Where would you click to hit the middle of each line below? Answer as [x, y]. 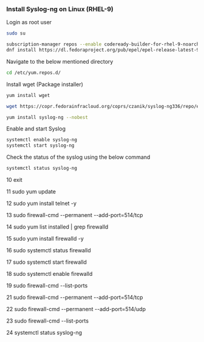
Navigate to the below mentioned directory [60, 61]
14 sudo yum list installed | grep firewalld [57, 227]
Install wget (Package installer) [45, 84]
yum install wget [28, 95]
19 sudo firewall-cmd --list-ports [47, 286]
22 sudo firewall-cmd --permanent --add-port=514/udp [76, 309]
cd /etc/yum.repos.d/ [34, 72]
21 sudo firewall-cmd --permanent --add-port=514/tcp [75, 297]
